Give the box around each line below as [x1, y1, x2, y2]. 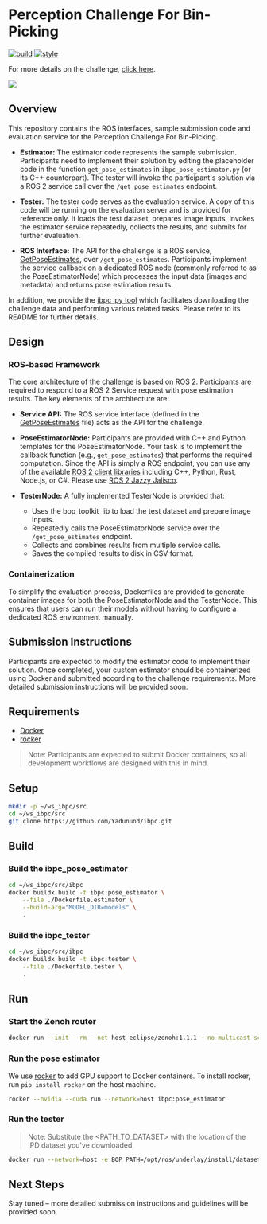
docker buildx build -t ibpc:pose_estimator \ [8, 889, 165, 897]
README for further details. [8, 312, 99, 322]
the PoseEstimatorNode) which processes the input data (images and [19, 271, 248, 280]
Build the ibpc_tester [8, 929, 90, 940]
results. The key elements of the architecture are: [8, 394, 169, 404]
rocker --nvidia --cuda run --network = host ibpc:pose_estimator [8, 1095, 226, 1103]
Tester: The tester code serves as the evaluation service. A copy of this [19, 197, 255, 206]
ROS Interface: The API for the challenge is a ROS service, [19, 245, 212, 256]
